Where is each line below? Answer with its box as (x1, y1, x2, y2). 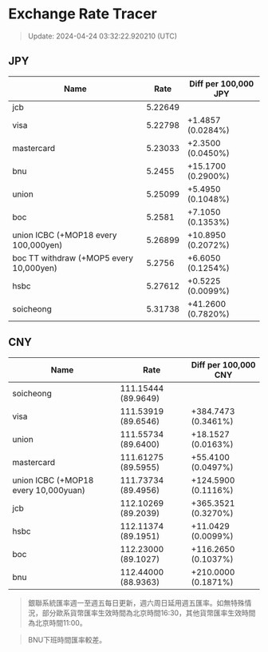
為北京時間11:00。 (27, 618, 87, 627)
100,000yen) (12, 239, 63, 250)
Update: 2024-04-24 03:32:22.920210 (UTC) (27, 31, 178, 41)
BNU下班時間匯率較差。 (27, 634, 106, 644)
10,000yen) (12, 262, 57, 273)
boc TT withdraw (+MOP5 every (12, 252, 134, 264)
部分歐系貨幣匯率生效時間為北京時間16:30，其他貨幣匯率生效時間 (41, 608, 256, 618)
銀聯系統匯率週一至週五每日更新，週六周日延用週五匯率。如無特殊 (27, 598, 245, 607)
